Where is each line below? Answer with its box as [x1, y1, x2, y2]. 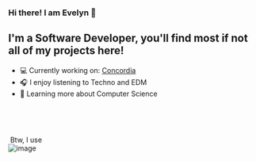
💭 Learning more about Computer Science [19, 89, 158, 98]
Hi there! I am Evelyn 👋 [8, 7, 97, 18]
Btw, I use [10, 135, 42, 144]
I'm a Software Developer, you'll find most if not [8, 32, 248, 45]
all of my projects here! [8, 44, 124, 58]
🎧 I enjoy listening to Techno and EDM [19, 77, 147, 86]
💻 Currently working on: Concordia [19, 65, 136, 75]
